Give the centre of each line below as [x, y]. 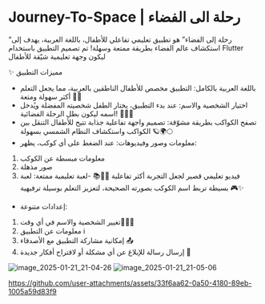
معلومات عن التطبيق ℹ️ [52, 231]
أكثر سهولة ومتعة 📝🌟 [51, 96]
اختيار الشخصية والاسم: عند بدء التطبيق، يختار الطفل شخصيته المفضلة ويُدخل [134, 105]
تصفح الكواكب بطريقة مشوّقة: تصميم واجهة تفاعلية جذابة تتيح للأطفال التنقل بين [138, 122]
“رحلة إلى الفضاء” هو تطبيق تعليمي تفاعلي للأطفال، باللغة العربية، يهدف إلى [120, 39]
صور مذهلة [36, 166]
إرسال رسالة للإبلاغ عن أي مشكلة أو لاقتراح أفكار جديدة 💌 [105, 252]
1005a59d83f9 [33, 291]
